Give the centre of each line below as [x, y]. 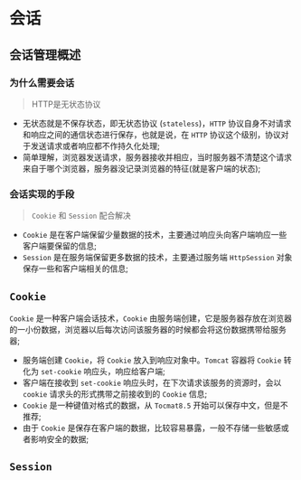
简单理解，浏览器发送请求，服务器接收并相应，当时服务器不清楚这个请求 [157, 157]
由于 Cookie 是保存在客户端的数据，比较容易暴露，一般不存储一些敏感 [152, 428]
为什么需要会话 [42, 82]
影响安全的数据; [60, 438]
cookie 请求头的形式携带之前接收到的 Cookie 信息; [115, 393]
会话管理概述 [45, 55]
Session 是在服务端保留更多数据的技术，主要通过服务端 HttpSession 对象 [157, 258]
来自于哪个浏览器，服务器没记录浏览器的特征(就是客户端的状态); [141, 168]
